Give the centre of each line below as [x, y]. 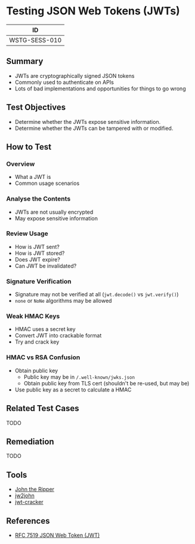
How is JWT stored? [40, 253]
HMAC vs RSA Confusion [43, 357]
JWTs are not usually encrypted [54, 212]
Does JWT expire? [38, 259]
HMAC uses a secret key [45, 329]
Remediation [30, 441]
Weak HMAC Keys [33, 317]
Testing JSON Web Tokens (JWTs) [93, 11]
